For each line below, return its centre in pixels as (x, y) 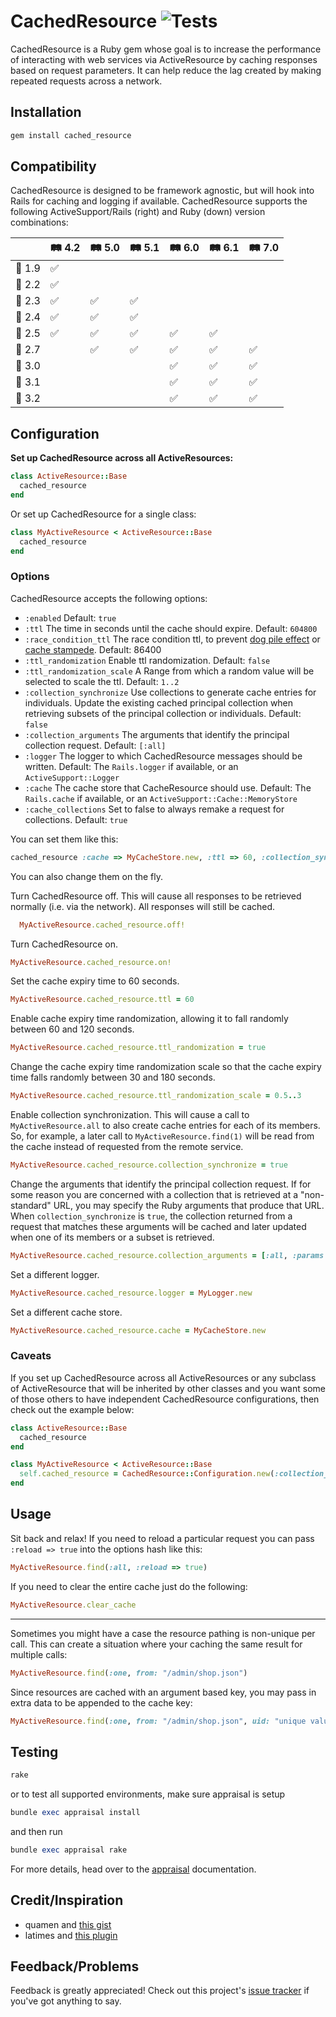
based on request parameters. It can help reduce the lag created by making (166, 70)
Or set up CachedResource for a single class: (103, 514)
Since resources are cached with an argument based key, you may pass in (163, 1692)
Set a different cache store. (66, 1312)
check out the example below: (72, 1409)
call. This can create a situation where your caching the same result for (156, 1644)
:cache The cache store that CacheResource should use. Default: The (168, 787)
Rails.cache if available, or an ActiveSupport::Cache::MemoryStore (161, 798)
